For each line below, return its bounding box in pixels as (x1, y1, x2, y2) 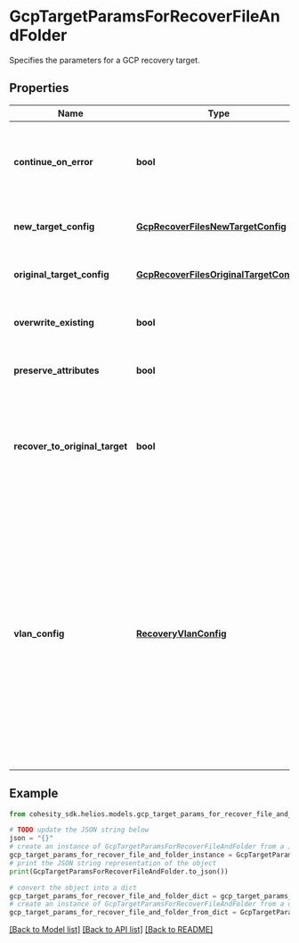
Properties (9, 80, 69, 95)
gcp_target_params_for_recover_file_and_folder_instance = (9, 850, 233, 860)
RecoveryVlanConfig (136, 627, 227, 640)
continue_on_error (13, 155, 93, 168)
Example (9, 786, 59, 801)
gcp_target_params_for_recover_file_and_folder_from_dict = (9, 908, 238, 917)
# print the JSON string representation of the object (9, 858, 217, 867)
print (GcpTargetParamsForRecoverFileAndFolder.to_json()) (9, 867, 229, 876)
